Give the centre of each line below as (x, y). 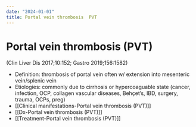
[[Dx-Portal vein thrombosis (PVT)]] (58, 112)
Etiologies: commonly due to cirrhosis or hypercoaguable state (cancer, (102, 87)
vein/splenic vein (35, 81)
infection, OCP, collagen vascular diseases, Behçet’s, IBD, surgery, (97, 93)
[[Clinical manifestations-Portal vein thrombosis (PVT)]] (83, 106)
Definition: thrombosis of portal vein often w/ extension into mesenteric (102, 74)
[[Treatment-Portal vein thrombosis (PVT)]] (68, 119)
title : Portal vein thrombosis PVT (52, 17)
